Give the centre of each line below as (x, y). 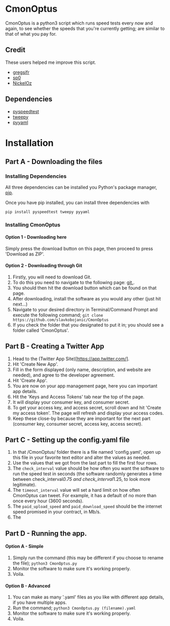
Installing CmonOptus (33, 225)
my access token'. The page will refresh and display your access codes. (88, 413)
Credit (15, 50)
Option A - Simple (24, 546)
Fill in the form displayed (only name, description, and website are (82, 369)
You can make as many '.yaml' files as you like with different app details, (88, 597)
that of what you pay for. (31, 34)
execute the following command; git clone (58, 315)
